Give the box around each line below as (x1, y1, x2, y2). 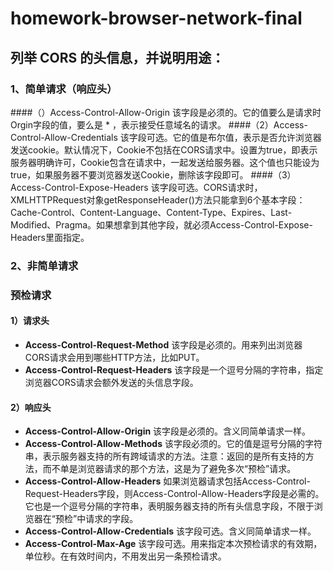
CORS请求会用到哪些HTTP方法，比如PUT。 (24, 351, 205, 363)
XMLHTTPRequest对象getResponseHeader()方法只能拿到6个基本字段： (10, 193, 306, 206)
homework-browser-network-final (10, 7, 303, 30)
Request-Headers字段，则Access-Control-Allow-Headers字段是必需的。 (24, 488, 325, 500)
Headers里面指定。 (10, 231, 90, 243)
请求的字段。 (85, 513, 139, 525)
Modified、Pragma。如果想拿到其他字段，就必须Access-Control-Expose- (10, 218, 313, 231)
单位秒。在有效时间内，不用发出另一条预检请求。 (24, 550, 227, 562)
